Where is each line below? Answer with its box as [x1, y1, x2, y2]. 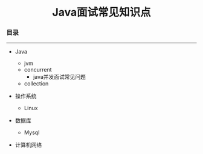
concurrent [24, 66, 53, 73]
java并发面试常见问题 [33, 73, 86, 81]
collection [24, 80, 49, 87]
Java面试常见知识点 [52, 5, 151, 19]
